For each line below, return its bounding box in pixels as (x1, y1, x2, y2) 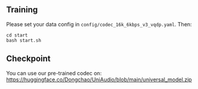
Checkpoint (6, 54, 51, 64)
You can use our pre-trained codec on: (6, 69, 102, 76)
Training (6, 5, 38, 15)
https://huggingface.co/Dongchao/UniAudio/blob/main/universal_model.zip (6, 76, 193, 83)
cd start (6, 32, 28, 38)
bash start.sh (6, 37, 42, 44)
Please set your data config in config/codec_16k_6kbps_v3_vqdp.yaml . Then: (6, 20, 193, 27)
